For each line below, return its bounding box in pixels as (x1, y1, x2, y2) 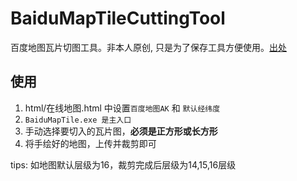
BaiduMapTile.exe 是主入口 (24, 115, 132, 125)
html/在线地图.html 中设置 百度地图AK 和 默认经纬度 (24, 102, 221, 114)
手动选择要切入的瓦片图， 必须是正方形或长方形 (24, 125, 218, 137)
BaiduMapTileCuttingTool (10, 7, 226, 30)
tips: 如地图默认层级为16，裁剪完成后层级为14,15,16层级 (10, 158, 237, 171)
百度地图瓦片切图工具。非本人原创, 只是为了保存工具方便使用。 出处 (10, 41, 287, 53)
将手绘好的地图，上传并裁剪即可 (24, 137, 157, 149)
